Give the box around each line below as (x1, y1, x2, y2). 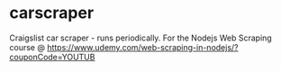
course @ (9, 41, 45, 52)
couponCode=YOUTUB (9, 51, 95, 62)
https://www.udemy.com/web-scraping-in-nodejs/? (46, 41, 239, 52)
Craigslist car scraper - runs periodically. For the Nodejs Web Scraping (9, 32, 272, 43)
